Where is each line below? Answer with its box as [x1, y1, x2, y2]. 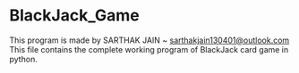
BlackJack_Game [9, 5, 141, 26]
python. [9, 53, 38, 64]
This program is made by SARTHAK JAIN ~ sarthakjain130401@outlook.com [9, 35, 290, 45]
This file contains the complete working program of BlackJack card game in [9, 44, 289, 54]
